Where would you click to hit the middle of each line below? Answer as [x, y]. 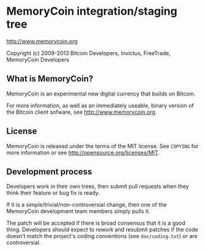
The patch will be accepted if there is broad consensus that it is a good [96, 223]
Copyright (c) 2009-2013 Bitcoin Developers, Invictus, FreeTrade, [88, 53]
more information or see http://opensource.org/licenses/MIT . [83, 152]
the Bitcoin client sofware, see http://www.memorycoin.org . [82, 112]
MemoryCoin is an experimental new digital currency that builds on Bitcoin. [101, 94]
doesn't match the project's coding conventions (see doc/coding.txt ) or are [102, 236]
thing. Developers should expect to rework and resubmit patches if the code [102, 230]
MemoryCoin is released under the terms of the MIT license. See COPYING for [102, 146]
